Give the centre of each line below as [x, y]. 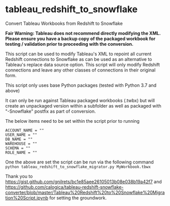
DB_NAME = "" [19, 139]
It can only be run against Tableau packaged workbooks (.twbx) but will [80, 100]
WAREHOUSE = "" [21, 144]
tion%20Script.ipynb [27, 198]
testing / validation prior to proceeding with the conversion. [69, 44]
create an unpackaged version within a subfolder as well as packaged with [83, 106]
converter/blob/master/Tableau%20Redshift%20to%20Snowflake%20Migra [85, 192]
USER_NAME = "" [21, 135]
